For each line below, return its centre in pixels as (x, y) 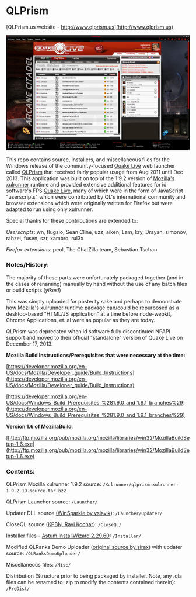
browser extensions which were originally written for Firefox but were (90, 203)
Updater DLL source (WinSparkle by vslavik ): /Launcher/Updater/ (84, 513)
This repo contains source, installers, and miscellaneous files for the (88, 160)
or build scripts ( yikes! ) (34, 290)
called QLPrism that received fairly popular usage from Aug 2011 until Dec (95, 172)
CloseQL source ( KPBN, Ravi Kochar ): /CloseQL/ (64, 524)
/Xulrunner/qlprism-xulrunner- (141, 485)
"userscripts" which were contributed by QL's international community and (96, 197)
